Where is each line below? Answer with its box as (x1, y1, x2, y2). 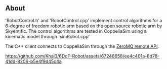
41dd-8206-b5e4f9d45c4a (5, 58, 62, 64)
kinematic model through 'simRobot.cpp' (5, 33, 90, 39)
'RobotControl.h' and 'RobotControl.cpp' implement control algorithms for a (5, 17, 162, 23)
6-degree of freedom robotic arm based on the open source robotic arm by (5, 23, 162, 29)
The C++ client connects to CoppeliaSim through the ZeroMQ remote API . (5, 43, 159, 49)
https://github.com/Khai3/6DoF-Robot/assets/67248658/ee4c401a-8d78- (5, 53, 160, 59)
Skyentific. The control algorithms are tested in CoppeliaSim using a (5, 28, 147, 34)
